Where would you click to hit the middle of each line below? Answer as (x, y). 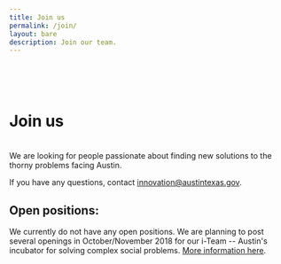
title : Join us (37, 17)
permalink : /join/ (43, 26)
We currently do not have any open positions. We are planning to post (137, 232)
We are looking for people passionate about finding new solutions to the (140, 156)
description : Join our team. (63, 42)
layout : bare (33, 34)
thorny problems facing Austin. (66, 166)
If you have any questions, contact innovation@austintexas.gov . (125, 182)
